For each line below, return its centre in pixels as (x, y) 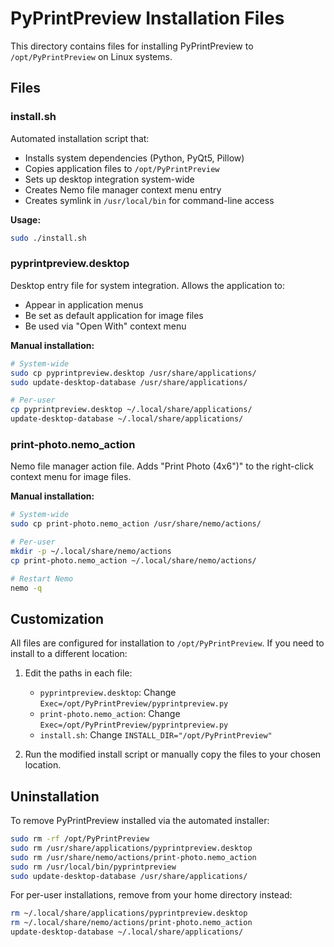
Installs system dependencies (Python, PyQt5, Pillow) (134, 158)
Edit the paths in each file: (78, 673)
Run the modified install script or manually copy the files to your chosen (173, 754)
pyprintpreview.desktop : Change (108, 693)
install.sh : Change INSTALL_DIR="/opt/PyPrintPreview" (156, 735)
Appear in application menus (84, 304)
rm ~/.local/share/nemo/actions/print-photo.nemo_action (131, 923)
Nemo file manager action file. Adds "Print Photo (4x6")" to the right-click (162, 466)
